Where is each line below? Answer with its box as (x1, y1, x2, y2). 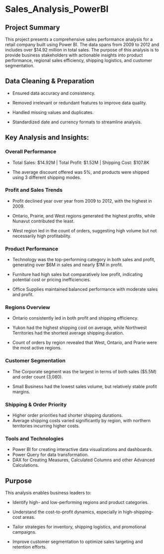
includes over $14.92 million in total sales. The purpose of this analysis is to (5, 47, 159, 53)
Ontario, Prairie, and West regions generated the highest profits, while (12, 213, 155, 219)
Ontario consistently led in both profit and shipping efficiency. (12, 315, 139, 321)
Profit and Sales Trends (5, 187, 63, 194)
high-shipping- (123, 509, 154, 515)
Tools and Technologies (5, 435, 64, 442)
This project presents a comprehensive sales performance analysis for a (5, 36, 153, 42)
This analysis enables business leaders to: (5, 490, 92, 496)
